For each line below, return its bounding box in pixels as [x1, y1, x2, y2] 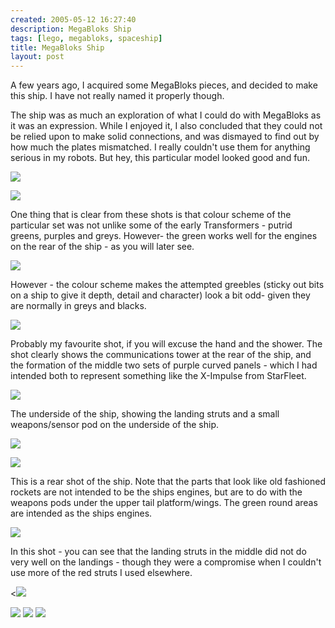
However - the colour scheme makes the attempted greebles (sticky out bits [10, 279, 325, 291]
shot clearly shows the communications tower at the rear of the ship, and [10, 349, 312, 361]
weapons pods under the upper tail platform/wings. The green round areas [10, 497, 318, 509]
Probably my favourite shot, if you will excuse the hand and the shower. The [10, 338, 323, 350]
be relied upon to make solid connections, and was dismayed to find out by [10, 131, 320, 143]
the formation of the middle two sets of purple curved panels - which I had [10, 359, 318, 371]
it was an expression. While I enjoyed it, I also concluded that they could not [10, 120, 323, 132]
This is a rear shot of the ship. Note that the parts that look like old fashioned [10, 476, 326, 488]
